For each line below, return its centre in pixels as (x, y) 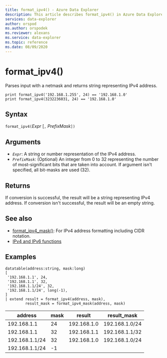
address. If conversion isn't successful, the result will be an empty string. (80, 203)
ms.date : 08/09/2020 (27, 47)
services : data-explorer (31, 19)
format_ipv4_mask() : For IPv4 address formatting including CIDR (78, 231)
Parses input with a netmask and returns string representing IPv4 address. (81, 85)
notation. (21, 236)
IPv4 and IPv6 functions (37, 241)
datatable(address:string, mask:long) (45, 268)
